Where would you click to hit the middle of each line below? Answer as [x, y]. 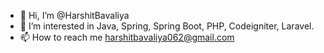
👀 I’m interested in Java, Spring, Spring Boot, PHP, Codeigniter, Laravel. [167, 26]
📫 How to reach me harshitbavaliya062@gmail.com [127, 37]
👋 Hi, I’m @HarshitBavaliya [74, 15]
